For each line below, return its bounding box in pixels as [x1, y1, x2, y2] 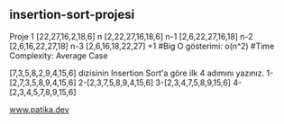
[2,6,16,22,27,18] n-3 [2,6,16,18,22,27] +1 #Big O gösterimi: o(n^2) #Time [9, 40, 275, 51]
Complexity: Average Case [9, 49, 108, 61]
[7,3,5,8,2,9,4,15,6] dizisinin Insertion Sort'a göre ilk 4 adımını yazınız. [9, 67, 265, 78]
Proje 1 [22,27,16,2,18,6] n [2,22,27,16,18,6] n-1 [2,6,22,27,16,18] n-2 [9, 31, 254, 41]
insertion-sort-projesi [9, 7, 135, 22]
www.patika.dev [9, 103, 69, 115]
